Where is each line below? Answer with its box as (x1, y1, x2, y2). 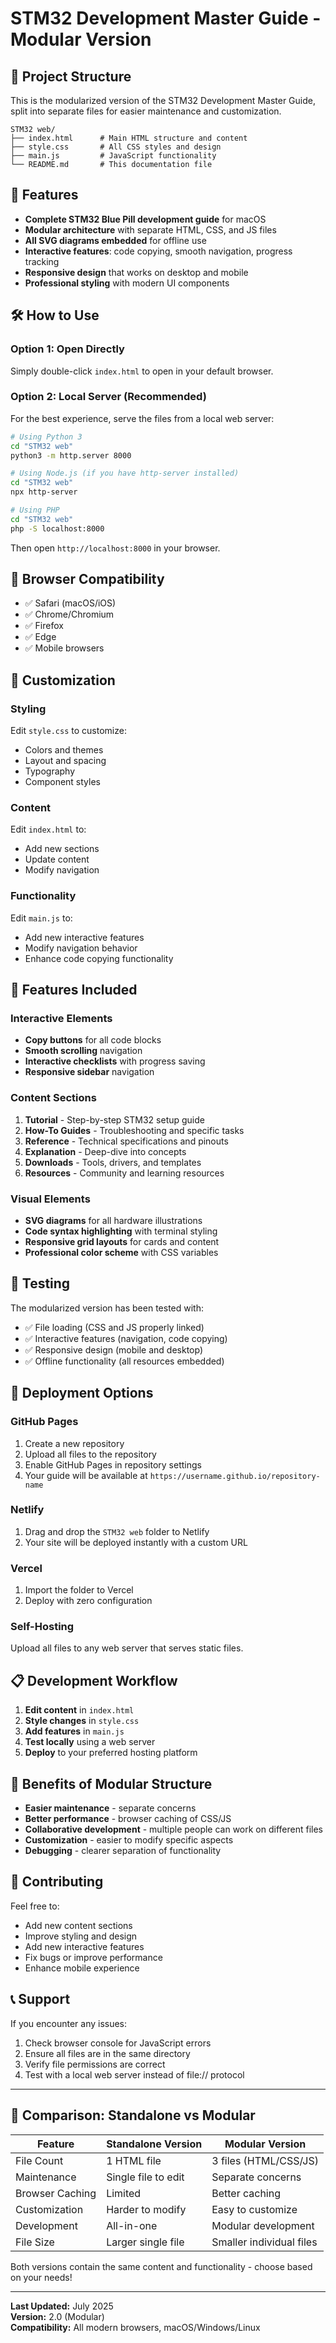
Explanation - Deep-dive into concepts (24, 1145, 187, 1157)
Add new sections (24, 843, 100, 855)
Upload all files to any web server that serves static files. (10, 1642, 244, 1654)
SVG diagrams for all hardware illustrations (24, 1215, 203, 1227)
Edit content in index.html (24, 1704, 135, 1716)
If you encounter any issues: (10, 2017, 128, 2029)
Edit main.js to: (10, 912, 73, 924)
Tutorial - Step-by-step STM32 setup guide (24, 1113, 205, 1126)
